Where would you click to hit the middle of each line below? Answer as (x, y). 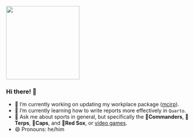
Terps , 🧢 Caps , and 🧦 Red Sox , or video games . (71, 123)
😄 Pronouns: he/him (39, 129)
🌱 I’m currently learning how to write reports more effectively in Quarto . (100, 110)
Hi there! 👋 (21, 92)
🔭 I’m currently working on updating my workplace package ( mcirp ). (97, 105)
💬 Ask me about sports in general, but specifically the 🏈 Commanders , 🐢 (101, 117)
